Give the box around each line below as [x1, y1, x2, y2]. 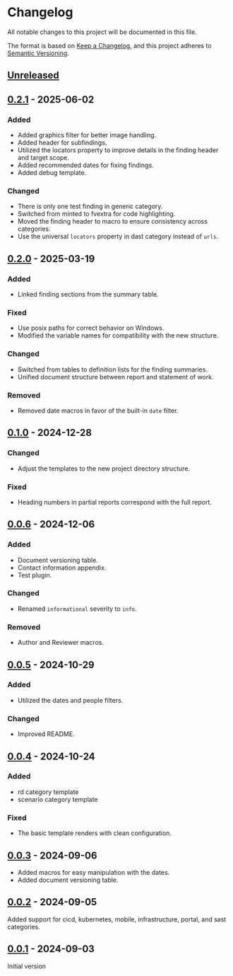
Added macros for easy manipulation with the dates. [17, 868, 170, 876]
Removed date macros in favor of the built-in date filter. [17, 406, 179, 415]
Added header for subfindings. [17, 139, 107, 147]
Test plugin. [17, 570, 52, 579]
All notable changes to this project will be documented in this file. [7, 28, 198, 36]
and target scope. [17, 154, 69, 162]
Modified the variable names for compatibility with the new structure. [17, 331, 219, 340]
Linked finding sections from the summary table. [17, 290, 159, 298]
